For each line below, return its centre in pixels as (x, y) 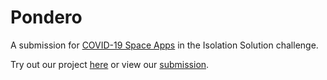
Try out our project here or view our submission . (110, 64)
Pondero (46, 17)
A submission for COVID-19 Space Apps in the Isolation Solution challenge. (164, 45)
